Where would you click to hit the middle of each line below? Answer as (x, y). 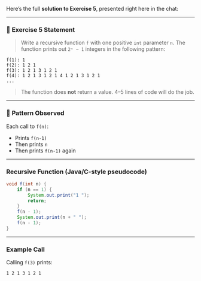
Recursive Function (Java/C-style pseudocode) (77, 172)
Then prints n (31, 144)
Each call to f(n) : (28, 126)
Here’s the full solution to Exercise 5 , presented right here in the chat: (92, 9)
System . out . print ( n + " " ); (52, 218)
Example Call (25, 249)
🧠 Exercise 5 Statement (41, 29)
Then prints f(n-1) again (45, 150)
